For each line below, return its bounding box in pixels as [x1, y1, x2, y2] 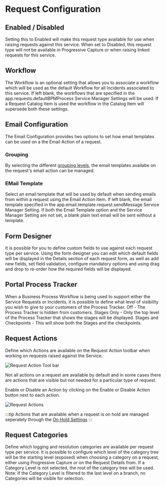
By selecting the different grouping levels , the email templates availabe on [5, 162, 156, 168]
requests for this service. [5, 52, 56, 58]
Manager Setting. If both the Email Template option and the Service [5, 207, 142, 213]
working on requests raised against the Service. [5, 353, 103, 359]
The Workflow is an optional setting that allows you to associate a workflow [5, 79, 160, 85]
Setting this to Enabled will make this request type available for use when [5, 36, 155, 42]
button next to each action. [5, 392, 60, 398]
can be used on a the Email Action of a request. [5, 139, 102, 145]
